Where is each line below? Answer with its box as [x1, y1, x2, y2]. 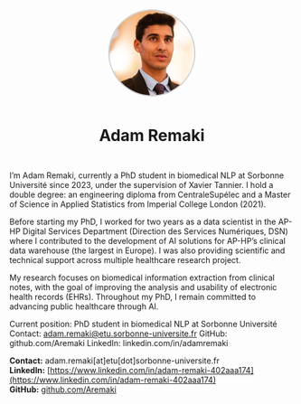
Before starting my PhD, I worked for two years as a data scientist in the [9, 216, 277, 228]
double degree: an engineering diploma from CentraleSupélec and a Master [9, 189, 291, 201]
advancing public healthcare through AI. [9, 301, 159, 312]
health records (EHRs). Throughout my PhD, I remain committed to [9, 292, 256, 303]
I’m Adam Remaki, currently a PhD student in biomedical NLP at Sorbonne [9, 170, 285, 181]
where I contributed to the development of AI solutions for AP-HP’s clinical [9, 236, 287, 247]
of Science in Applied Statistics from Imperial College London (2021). [9, 199, 267, 210]
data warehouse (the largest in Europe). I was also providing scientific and [9, 245, 286, 256]
